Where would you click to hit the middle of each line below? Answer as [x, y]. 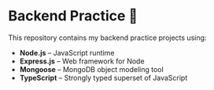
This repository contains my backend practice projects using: [107, 38]
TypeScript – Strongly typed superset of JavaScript [103, 77]
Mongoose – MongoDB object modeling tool [91, 69]
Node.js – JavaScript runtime [67, 52]
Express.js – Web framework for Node [82, 61]
